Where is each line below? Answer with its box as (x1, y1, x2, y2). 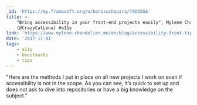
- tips (16, 57, 33, 63)
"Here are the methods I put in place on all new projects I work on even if (6, 73, 182, 80)
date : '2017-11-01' (6, 36, 54, 41)
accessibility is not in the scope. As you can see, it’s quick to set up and (6, 79, 179, 86)
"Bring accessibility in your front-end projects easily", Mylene (16, 19, 182, 25)
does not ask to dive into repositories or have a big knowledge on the (6, 86, 173, 93)
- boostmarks (16, 52, 49, 58)
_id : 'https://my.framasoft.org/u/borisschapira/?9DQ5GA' (6, 8, 151, 15)
